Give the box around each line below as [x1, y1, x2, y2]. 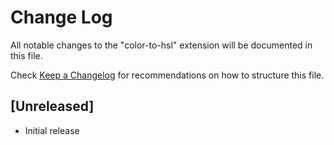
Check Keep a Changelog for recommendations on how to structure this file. [10, 69, 325, 81]
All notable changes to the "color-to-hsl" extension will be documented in [10, 39, 313, 51]
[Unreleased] [10, 98, 95, 115]
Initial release [24, 124, 80, 136]
